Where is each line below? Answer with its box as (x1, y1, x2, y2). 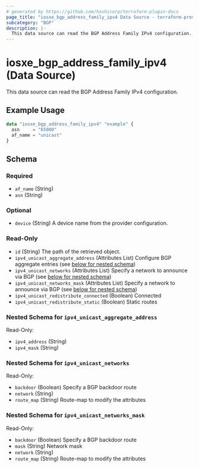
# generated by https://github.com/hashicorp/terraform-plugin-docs (6, 8, 179, 15)
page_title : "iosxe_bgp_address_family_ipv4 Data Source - (6, 14, 155, 20)
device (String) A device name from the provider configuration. (14, 220, 168, 227)
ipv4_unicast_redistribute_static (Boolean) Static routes (14, 298, 158, 305)
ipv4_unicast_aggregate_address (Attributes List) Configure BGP (14, 254, 172, 261)
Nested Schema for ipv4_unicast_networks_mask (6, 411, 145, 419)
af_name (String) (14, 185, 54, 192)
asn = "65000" (11, 127, 57, 133)
